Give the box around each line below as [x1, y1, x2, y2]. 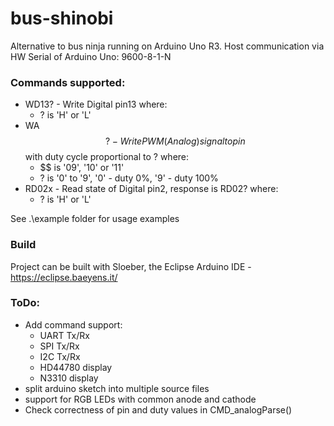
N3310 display [39, 372, 99, 384]
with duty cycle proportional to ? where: [24, 151, 190, 163]
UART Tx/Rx [39, 329, 90, 341]
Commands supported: [10, 75, 126, 89]
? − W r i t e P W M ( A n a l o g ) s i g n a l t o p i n [105, 135, 246, 147]
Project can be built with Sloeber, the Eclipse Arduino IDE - [10, 260, 252, 272]
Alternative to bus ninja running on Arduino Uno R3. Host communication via [10, 40, 325, 52]
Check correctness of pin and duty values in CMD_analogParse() [24, 403, 293, 416]
